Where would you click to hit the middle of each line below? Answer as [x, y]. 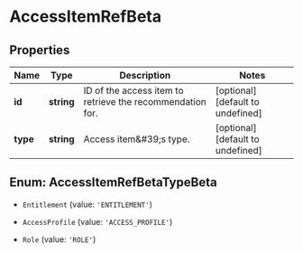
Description [145, 75]
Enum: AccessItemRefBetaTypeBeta [114, 183]
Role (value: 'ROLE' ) [59, 239]
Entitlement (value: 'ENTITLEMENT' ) [87, 204]
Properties [40, 50]
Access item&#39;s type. [137, 139]
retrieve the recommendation [145, 102]
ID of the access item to [133, 90]
